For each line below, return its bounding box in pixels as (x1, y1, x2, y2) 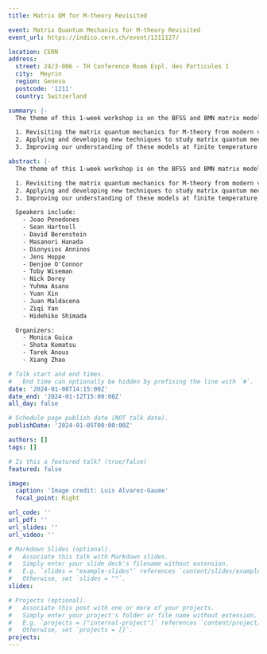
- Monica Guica (22, 333, 73, 342)
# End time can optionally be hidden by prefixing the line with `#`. (8, 377, 254, 386)
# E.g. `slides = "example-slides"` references (8, 567, 176, 575)
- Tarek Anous (22, 348, 69, 356)
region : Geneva (15, 77, 66, 85)
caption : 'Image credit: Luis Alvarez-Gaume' (15, 487, 169, 495)
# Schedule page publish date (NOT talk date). (8, 415, 169, 422)
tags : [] (8, 443, 37, 451)
